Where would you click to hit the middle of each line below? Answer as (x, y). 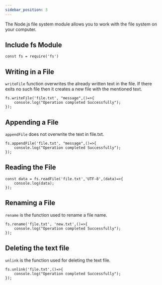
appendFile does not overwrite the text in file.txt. (55, 134)
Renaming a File (30, 203)
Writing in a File (30, 72)
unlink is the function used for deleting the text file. (58, 260)
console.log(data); (34, 183)
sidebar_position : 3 (27, 10)
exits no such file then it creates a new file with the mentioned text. (74, 89)
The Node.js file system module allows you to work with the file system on (81, 24)
